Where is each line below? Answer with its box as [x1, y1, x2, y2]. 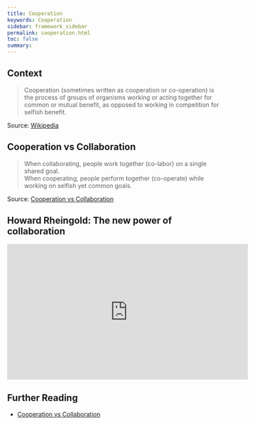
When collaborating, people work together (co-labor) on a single [23, 159, 207, 167]
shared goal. [23, 167, 60, 175]
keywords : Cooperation [7, 17, 72, 23]
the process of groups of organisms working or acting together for [23, 93, 212, 101]
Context [7, 68, 43, 79]
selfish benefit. [23, 107, 67, 116]
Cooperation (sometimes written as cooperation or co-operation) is [23, 85, 214, 94]
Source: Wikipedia [7, 121, 59, 129]
